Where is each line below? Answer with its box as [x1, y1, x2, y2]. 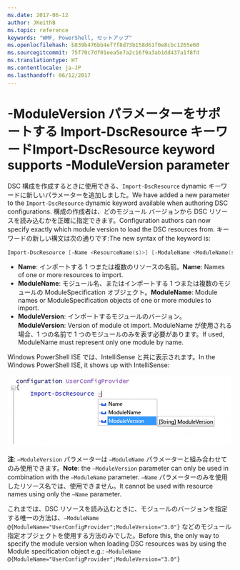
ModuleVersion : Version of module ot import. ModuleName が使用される [17, 321, 232, 330]
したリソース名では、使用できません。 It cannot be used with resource [7, 482, 213, 491]
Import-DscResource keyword [32, 141, 216, 157]
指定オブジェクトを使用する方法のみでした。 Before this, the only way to [7, 531, 219, 540]
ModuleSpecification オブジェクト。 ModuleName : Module [44, 288, 218, 296]
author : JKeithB [7, 19, 56, 26]
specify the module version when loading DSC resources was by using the [7, 539, 227, 548]
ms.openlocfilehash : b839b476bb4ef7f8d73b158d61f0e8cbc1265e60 [7, 41, 200, 49]
